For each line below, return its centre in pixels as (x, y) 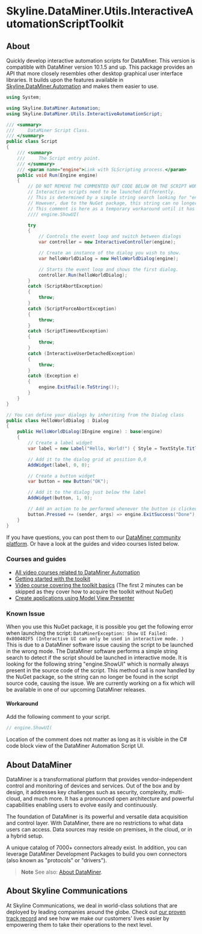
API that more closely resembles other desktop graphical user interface (95, 73)
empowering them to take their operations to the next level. (79, 924)
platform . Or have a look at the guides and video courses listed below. (93, 543)
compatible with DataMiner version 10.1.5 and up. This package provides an (99, 67)
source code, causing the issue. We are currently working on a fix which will (101, 683)
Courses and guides (36, 559)
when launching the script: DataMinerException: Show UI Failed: (87, 633)
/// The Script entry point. (59, 158)
